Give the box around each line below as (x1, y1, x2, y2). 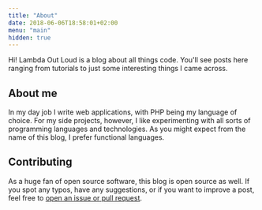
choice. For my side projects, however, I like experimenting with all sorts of (8, 116, 251, 126)
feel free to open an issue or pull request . (8, 193, 143, 202)
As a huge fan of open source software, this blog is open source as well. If (8, 176, 250, 186)
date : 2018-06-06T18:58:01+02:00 (8, 19, 118, 27)
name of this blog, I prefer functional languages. (8, 133, 165, 142)
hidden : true (8, 33, 51, 42)
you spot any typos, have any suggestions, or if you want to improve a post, (8, 185, 255, 194)
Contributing (8, 156, 73, 169)
